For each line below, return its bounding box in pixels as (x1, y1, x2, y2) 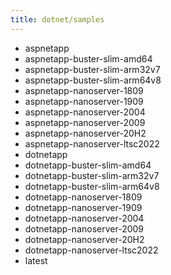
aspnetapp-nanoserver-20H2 (24, 127, 147, 139)
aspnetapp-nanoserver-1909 (24, 95, 144, 107)
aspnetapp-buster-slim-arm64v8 (24, 74, 162, 86)
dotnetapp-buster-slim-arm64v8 (24, 180, 160, 192)
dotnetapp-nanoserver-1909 (24, 201, 143, 213)
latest (24, 254, 48, 266)
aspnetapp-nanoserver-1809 (24, 84, 144, 96)
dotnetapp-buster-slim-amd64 (24, 159, 152, 171)
